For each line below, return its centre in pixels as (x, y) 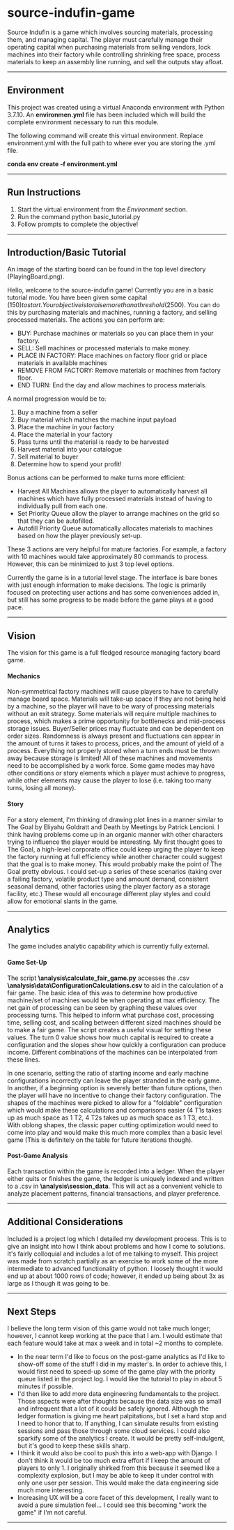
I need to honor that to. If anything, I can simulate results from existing (118, 1424)
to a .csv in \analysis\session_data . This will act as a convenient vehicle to (115, 1186)
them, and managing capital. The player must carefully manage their (105, 39)
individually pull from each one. (62, 506)
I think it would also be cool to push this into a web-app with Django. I (117, 1453)
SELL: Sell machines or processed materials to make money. (104, 348)
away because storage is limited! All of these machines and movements (110, 758)
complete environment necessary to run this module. (83, 122)
